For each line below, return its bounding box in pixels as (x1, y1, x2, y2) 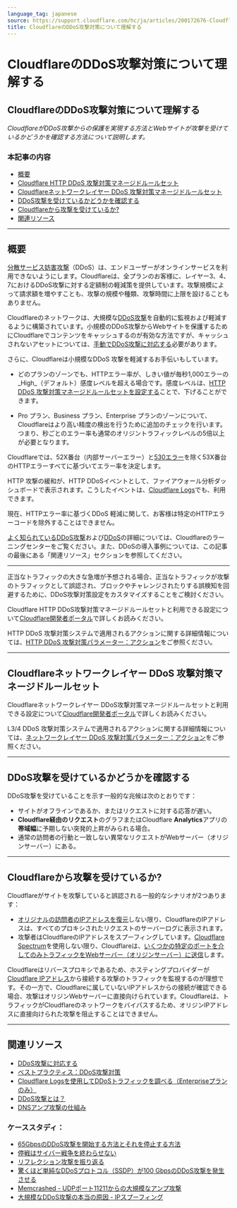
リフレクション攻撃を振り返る (17, 1158, 104, 1166)
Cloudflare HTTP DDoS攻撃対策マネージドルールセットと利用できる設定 (7, 605, 217, 614)
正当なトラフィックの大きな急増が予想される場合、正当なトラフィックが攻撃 (7, 573, 230, 581)
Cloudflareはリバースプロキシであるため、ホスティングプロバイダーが (7, 965, 210, 973)
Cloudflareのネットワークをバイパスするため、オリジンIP (44, 1000, 210, 1009)
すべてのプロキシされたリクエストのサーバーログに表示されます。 (36, 923, 227, 932)
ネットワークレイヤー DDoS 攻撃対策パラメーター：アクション (25, 733, 206, 742)
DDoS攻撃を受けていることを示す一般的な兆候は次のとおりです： (7, 792, 197, 800)
